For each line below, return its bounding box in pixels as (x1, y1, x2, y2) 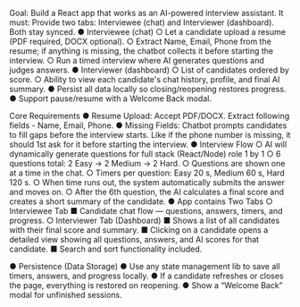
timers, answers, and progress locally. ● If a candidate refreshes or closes (9, 270, 284, 281)
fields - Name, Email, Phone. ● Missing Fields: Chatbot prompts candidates (9, 120, 287, 131)
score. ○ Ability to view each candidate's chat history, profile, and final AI (9, 74, 280, 84)
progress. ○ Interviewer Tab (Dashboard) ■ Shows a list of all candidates (9, 215, 280, 226)
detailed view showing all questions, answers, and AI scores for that (9, 235, 260, 244)
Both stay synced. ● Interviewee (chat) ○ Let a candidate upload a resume (9, 27, 286, 37)
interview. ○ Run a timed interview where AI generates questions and (9, 55, 265, 65)
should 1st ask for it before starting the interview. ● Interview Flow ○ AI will (9, 139, 287, 149)
